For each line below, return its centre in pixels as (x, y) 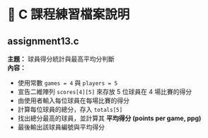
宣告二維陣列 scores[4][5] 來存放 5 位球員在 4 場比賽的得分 (105, 92)
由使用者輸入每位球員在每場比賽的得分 (73, 100)
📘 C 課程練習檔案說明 (69, 15)
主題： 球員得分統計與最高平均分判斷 (61, 59)
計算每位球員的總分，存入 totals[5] (70, 109)
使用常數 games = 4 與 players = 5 (68, 83)
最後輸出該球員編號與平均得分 (61, 127)
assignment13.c (43, 41)
